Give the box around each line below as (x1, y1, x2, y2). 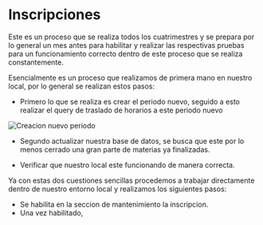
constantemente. (8, 57, 64, 67)
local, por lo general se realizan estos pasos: (8, 81, 155, 91)
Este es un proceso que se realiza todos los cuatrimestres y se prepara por (8, 32, 255, 41)
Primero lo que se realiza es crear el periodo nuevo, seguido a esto (19, 97, 241, 106)
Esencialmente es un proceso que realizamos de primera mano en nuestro (8, 73, 253, 82)
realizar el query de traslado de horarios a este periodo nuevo (19, 105, 223, 115)
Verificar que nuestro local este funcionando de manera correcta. (19, 160, 235, 169)
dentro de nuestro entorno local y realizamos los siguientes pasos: (8, 184, 227, 193)
